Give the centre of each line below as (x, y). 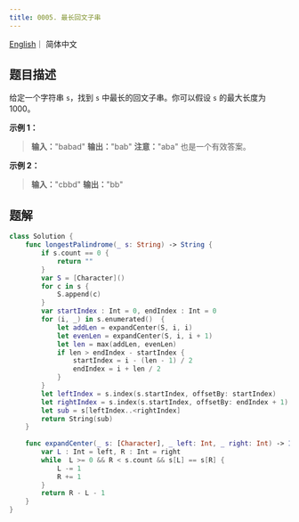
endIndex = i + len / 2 (117, 369)
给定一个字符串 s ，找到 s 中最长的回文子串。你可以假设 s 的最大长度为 (138, 98)
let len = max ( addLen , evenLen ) (117, 344)
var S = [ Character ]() (83, 278)
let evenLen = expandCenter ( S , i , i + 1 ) (135, 336)
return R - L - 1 (73, 493)
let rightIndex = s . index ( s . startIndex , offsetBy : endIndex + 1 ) (165, 402)
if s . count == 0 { (75, 253)
